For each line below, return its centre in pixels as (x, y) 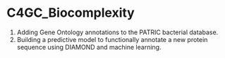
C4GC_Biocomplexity (71, 13)
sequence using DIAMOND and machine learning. (89, 47)
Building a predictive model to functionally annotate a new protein (112, 39)
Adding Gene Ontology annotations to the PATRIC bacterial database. (117, 32)
